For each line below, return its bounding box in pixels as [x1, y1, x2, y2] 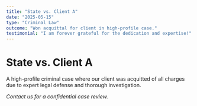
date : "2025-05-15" [6, 14, 54, 20]
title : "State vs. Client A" [6, 8, 78, 15]
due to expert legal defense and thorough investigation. [6, 82, 141, 89]
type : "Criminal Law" [6, 19, 60, 25]
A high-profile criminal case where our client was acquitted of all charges [6, 75, 185, 82]
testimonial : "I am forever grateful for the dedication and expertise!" [6, 31, 192, 37]
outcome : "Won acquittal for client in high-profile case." [6, 25, 158, 31]
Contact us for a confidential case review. [6, 93, 108, 100]
